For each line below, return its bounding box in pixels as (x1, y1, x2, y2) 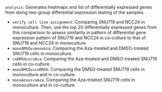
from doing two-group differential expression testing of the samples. (5, 9, 145, 15)
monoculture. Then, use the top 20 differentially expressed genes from (12, 24, 157, 30)
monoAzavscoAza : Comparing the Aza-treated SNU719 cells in (12, 77, 135, 83)
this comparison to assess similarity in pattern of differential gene (12, 30, 146, 35)
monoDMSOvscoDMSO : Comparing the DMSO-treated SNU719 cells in (12, 66, 145, 72)
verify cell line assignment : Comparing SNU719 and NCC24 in (12, 19, 145, 25)
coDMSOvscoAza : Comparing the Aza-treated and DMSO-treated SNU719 (12, 56, 158, 61)
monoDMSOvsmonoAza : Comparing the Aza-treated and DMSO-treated (12, 46, 149, 51)
